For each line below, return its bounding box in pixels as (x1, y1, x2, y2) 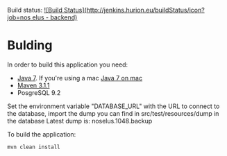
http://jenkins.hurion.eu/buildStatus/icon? (86, 6, 205, 14)
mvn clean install (7, 144, 60, 150)
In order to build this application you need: (7, 60, 128, 69)
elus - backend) (32, 13, 78, 21)
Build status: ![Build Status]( (7, 6, 87, 14)
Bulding (7, 37, 53, 53)
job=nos (7, 13, 31, 21)
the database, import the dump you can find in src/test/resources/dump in (7, 109, 219, 117)
